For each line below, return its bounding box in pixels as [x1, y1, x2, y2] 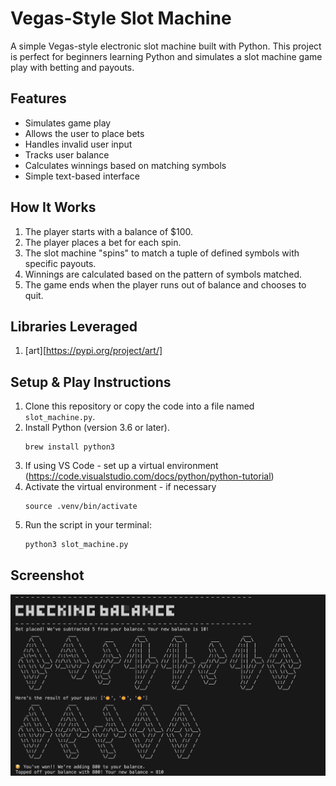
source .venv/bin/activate [24, 502, 138, 512]
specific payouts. [24, 257, 97, 269]
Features [10, 90, 67, 107]
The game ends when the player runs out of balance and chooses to [24, 278, 307, 291]
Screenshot [10, 567, 85, 584]
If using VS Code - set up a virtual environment [24, 460, 219, 472]
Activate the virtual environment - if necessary [24, 481, 217, 493]
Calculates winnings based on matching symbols [24, 159, 227, 171]
